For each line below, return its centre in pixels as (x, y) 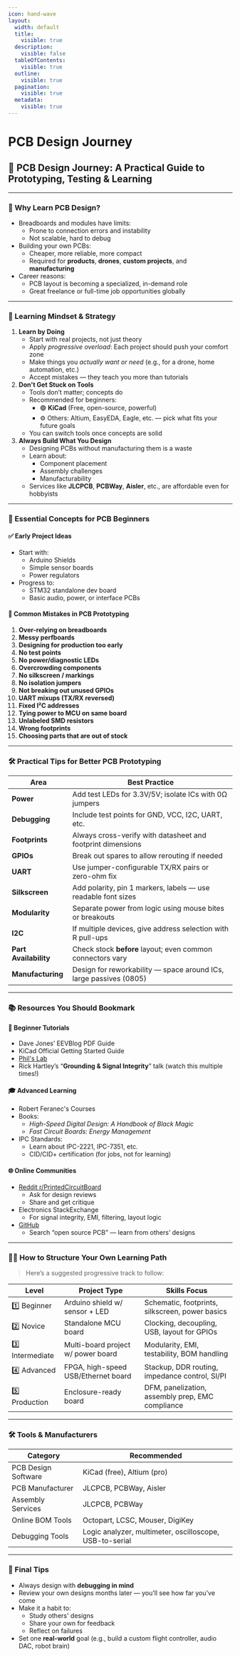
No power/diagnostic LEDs (58, 660)
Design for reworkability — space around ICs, (148, 970)
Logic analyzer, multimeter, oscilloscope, (151, 1532)
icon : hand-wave (32, 14)
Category (44, 1455)
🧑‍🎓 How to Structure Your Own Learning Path (88, 1258)
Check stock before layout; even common (142, 949)
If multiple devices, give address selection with (150, 929)
